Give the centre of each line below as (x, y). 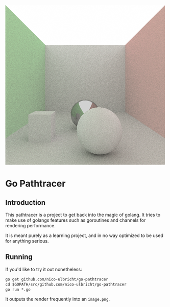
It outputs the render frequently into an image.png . (58, 299)
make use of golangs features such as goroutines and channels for (76, 220)
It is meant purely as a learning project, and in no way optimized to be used (84, 235)
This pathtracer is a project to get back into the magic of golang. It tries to (83, 215)
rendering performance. (31, 226)
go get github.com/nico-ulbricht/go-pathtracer (57, 279)
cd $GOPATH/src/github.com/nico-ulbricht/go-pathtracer (66, 284)
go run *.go (18, 289)
